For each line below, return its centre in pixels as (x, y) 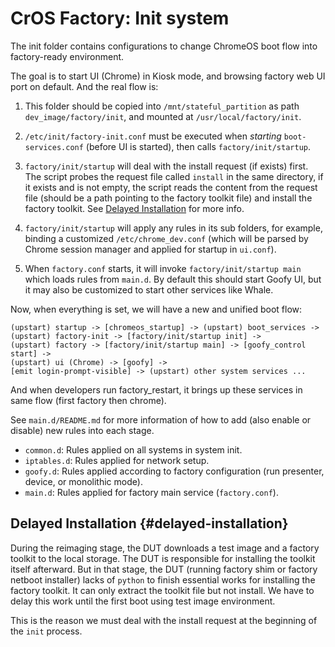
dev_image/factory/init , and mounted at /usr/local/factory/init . (163, 116)
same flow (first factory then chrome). (88, 400)
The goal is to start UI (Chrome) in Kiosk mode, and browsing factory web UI (168, 76)
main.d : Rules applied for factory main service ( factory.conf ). (151, 492)
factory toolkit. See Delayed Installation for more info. (134, 208)
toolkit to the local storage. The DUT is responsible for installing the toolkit (163, 558)
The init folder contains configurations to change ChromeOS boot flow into (164, 46)
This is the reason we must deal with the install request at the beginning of (164, 620)
